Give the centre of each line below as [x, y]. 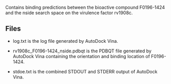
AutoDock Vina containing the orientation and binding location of [81, 56]
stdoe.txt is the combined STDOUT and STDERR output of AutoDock [85, 71]
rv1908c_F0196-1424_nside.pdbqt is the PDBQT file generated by [82, 51]
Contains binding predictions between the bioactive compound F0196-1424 [85, 7]
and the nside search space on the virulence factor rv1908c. [69, 13]
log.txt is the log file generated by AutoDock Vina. [65, 41]
